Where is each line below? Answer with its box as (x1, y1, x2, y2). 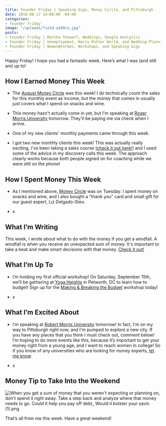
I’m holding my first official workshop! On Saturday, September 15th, (12, 274, 151, 280)
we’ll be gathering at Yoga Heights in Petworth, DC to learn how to (12, 279, 147, 285)
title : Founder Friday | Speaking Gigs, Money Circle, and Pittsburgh (5, 7, 154, 12)
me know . (12, 353, 32, 359)
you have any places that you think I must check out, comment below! (12, 332, 155, 338)
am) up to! (5, 63, 26, 69)
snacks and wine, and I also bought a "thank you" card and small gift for (12, 194, 159, 200)
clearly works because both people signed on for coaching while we (12, 156, 152, 162)
